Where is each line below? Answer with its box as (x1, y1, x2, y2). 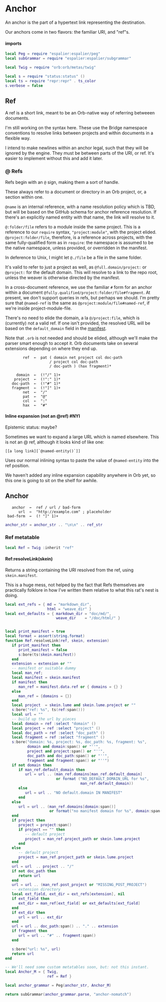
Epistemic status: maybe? (5, 424, 57, 430)
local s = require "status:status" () (5, 74, 85, 79)
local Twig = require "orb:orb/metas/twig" (5, 65, 96, 70)
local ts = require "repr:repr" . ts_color (5, 78, 96, 83)
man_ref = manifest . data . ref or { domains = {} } (18, 684, 123, 689)
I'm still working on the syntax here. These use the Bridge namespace (5, 125, 147, 131)
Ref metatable (5, 534, 40, 541)
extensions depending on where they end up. (5, 345, 97, 351)
